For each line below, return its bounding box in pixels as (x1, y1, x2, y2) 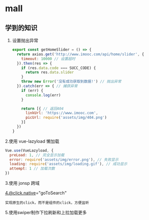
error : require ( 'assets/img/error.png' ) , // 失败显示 (9, 157, 119, 162)
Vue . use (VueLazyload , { (5, 148, 54, 153)
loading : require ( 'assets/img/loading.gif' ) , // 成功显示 (9, 162, 127, 167)
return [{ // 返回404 (21, 106, 64, 111)
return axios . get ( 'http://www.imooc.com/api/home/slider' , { (17, 52, 145, 57)
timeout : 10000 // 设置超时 (21, 56, 75, 61)
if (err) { (21, 88, 44, 93)
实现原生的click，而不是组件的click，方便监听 (5, 200, 89, 205)
